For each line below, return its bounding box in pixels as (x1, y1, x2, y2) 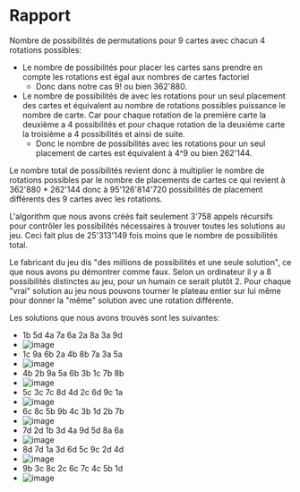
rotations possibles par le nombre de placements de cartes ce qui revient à (9, 174, 286, 185)
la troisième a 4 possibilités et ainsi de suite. (21, 128, 185, 139)
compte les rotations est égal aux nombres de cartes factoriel (21, 71, 250, 82)
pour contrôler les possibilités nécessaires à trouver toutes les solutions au (9, 220, 286, 231)
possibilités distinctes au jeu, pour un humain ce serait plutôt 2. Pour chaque (9, 275, 292, 287)
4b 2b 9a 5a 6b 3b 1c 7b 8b (21, 367, 124, 378)
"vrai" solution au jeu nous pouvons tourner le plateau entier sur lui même (9, 285, 282, 296)
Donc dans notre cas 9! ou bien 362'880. (35, 81, 188, 91)
